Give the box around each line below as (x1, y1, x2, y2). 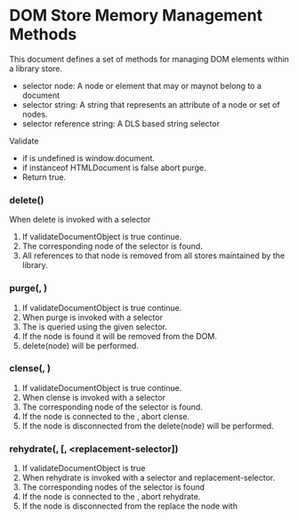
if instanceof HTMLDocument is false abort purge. (21, 162, 206, 173)
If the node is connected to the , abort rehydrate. (21, 492, 201, 502)
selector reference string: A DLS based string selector (21, 118, 221, 129)
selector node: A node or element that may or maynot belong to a (21, 80, 262, 91)
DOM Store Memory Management (9, 5, 263, 26)
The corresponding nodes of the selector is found (21, 482, 205, 492)
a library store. (9, 63, 63, 74)
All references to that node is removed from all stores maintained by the (21, 250, 286, 261)
